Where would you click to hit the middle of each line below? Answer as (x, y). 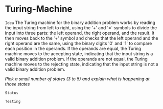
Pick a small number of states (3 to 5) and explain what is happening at (78, 79)
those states (18, 84)
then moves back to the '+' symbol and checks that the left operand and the (81, 38)
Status (12, 93)
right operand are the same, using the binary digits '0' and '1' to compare (79, 43)
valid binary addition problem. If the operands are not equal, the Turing (76, 59)
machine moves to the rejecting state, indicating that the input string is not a (82, 64)
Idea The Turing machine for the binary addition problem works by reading (80, 22)
